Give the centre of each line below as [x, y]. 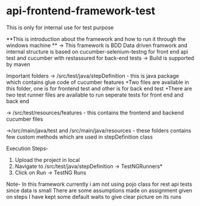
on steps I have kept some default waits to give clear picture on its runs [94, 196]
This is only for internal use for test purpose [60, 27]
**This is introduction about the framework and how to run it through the [96, 39]
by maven [19, 64]
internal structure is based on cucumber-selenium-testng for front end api [97, 51]
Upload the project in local [47, 160]
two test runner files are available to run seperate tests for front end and [95, 95]
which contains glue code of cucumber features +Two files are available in [98, 82]
